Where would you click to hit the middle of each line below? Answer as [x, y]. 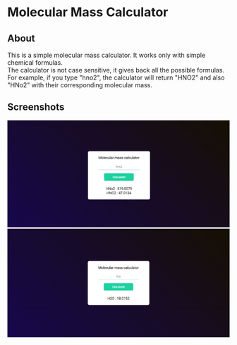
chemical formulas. [35, 63]
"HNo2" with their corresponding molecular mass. [80, 85]
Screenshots [36, 107]
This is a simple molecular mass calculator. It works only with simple [107, 55]
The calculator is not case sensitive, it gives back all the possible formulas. [116, 70]
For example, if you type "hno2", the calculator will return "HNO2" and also [116, 77]
